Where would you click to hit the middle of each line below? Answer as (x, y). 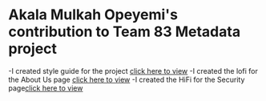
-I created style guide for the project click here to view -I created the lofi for (133, 71)
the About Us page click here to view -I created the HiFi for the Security (127, 79)
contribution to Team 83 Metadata (125, 32)
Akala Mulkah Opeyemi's (93, 15)
